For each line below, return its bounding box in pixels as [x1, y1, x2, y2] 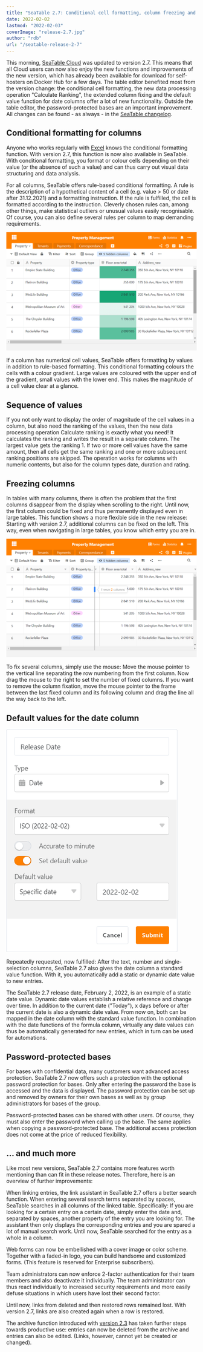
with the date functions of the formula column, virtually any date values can [6, 1021, 195, 1028]
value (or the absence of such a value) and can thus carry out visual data [6, 163, 188, 171]
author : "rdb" [6, 35, 42, 42]
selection [6, 965, 29, 972]
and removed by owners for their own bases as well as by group [6, 1094, 166, 1101]
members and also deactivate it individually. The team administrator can [6, 1276, 185, 1284]
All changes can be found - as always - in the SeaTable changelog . [6, 111, 173, 117]
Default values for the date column [6, 713, 140, 723]
